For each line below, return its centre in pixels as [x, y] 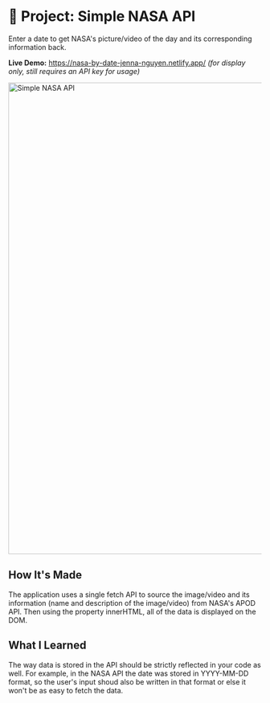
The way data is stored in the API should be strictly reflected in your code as [135, 664]
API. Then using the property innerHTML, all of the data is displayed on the [132, 611]
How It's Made [45, 575]
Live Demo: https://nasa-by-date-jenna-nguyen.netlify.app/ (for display [127, 63]
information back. [37, 47]
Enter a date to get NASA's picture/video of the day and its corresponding [130, 39]
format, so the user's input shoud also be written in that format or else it [127, 681]
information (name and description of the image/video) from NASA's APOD [132, 603]
